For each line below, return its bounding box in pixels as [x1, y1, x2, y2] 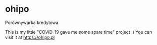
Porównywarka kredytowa [5, 20, 58, 25]
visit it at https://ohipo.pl [5, 34, 55, 40]
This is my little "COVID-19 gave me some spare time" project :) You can [5, 29, 152, 35]
